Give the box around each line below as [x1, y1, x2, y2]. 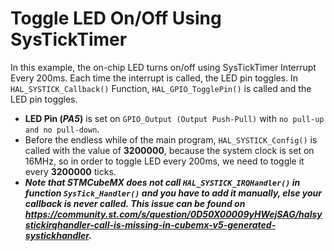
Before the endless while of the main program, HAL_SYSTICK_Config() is [24, 133, 318, 146]
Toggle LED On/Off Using [10, 7, 222, 30]
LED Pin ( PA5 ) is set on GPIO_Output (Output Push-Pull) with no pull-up [24, 112, 325, 124]
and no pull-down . [24, 123, 100, 135]
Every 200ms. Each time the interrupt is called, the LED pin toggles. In [10, 72, 299, 84]
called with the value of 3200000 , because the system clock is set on [24, 144, 315, 156]
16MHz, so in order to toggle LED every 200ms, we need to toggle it [24, 155, 305, 167]
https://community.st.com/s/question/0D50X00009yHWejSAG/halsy [24, 208, 323, 220]
